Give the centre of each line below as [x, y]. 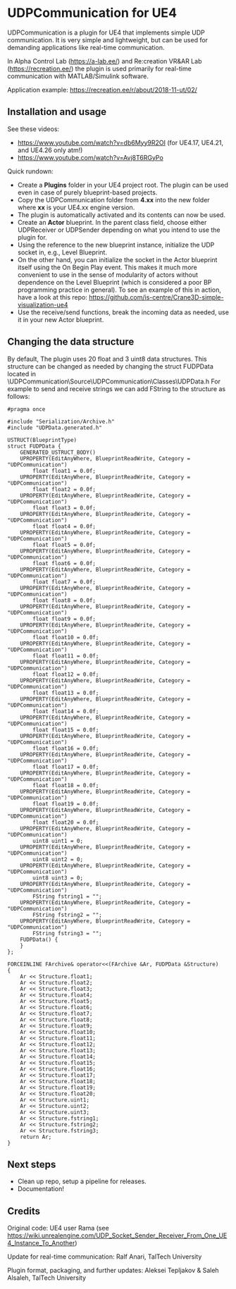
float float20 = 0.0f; [66, 822]
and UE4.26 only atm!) [50, 150]
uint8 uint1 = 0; [58, 841]
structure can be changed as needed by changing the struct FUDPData [110, 366]
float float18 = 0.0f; [66, 785]
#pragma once [26, 409]
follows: [19, 396]
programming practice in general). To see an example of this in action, [119, 290]
